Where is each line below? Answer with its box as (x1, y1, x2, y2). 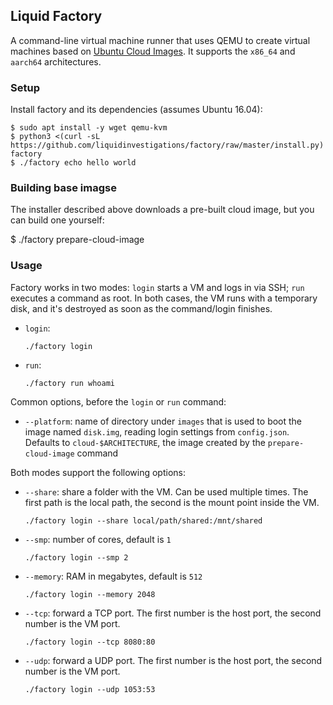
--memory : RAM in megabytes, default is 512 (24, 570, 203, 582)
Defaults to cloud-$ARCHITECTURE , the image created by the (24, 436, 266, 448)
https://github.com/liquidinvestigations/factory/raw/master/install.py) (10, 140, 325, 151)
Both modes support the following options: (10, 466, 186, 478)
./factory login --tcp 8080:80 (24, 637, 156, 647)
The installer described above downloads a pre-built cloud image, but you (10, 204, 315, 216)
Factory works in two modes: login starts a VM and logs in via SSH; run (10, 281, 305, 293)
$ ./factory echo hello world (10, 158, 137, 168)
